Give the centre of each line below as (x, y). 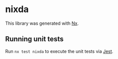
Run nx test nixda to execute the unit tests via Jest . (59, 51)
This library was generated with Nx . (42, 23)
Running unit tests (34, 39)
